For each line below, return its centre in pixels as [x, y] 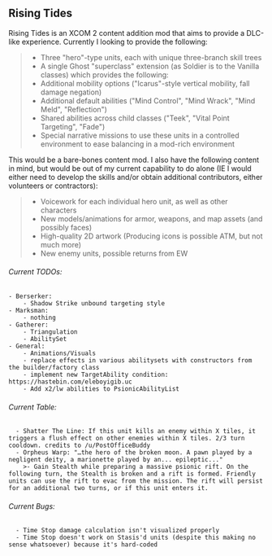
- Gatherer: [28, 325]
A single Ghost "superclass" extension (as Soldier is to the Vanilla [150, 66]
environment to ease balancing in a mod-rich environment [138, 144]
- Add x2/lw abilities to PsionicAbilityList [101, 389]
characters [58, 210]
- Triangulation [51, 332]
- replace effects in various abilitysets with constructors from [138, 361]
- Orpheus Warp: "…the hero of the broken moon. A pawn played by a [134, 453]
